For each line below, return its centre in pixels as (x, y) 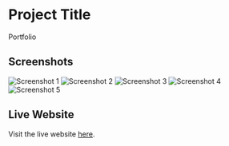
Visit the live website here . (52, 134)
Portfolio (22, 37)
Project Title (50, 15)
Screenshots (41, 62)
